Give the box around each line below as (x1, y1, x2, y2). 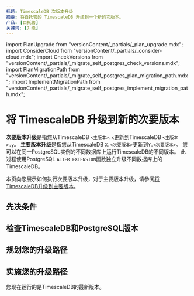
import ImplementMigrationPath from (11, 79, 101, 86)
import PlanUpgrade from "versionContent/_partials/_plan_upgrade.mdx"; (6, 41, 183, 48)
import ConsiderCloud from (6, 47, 72, 55)
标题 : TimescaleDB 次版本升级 (6, 8, 74, 15)
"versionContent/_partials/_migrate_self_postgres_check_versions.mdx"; (6, 60, 180, 67)
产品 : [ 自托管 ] (6, 19, 39, 25)
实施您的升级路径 (6, 267, 68, 277)
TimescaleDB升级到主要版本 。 (6, 183, 79, 190)
